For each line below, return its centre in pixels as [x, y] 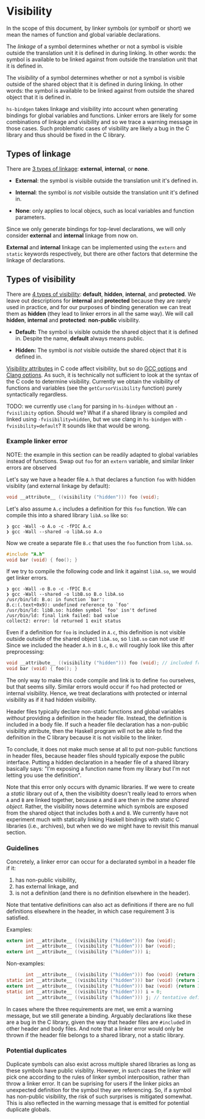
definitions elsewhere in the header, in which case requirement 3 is [91, 911]
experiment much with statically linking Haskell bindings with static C [93, 820]
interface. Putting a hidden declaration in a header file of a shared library [98, 762]
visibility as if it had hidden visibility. [51, 700]
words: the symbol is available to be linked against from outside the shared [100, 90]
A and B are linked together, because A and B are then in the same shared [98, 800]
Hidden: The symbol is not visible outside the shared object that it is [101, 350]
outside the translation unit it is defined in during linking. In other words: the [101, 52]
